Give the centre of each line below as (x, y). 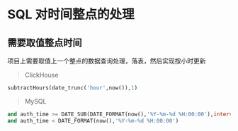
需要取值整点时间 (45, 43)
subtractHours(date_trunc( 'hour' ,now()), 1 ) (73, 88)
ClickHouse (41, 75)
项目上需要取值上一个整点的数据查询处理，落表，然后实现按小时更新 (107, 61)
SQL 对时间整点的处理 (71, 14)
